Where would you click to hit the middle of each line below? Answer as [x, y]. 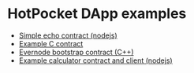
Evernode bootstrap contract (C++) [76, 52]
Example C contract [51, 43]
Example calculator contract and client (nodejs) [95, 60]
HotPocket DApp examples [97, 14]
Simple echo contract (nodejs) [68, 35]
